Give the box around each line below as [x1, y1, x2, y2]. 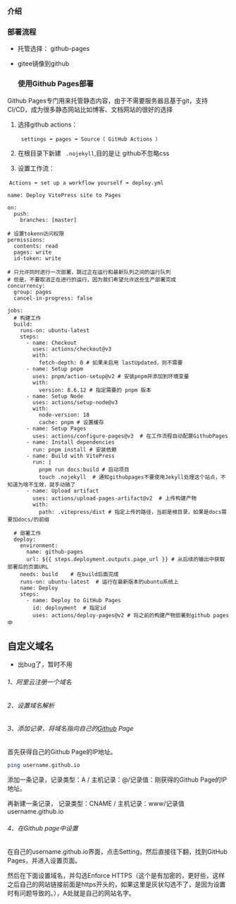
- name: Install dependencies [25, 438, 115, 446]
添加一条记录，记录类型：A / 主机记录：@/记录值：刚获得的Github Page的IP [7, 775, 228, 784]
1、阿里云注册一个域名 [7, 677, 72, 686]
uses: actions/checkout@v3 [32, 345, 112, 353]
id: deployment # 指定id [32, 604, 107, 611]
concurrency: [7, 282, 46, 289]
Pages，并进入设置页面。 [7, 856, 81, 864]
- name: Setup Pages [25, 425, 87, 432]
